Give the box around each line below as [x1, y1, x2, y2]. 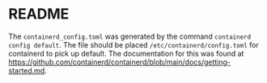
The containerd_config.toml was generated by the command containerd [8, 31, 252, 41]
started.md [8, 65, 45, 75]
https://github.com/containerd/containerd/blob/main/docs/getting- [8, 57, 231, 67]
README [8, 5, 70, 23]
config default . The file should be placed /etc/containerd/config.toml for [8, 39, 259, 49]
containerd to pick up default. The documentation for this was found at [8, 48, 244, 58]
